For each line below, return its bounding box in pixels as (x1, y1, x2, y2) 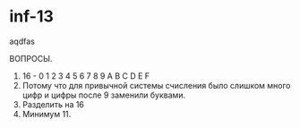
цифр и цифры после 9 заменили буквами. (21, 90, 186, 100)
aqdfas (9, 36, 36, 47)
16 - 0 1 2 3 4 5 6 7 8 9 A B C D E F (21, 70, 150, 81)
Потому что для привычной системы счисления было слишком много (21, 80, 291, 90)
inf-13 (9, 6, 54, 27)
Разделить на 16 (21, 98, 85, 109)
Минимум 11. (21, 108, 72, 119)
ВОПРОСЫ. (9, 53, 53, 64)
